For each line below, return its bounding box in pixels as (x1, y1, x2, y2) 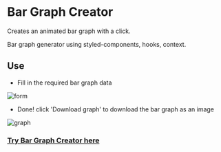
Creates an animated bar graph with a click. (7, 27, 131, 35)
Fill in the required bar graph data (17, 78, 112, 87)
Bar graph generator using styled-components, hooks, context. (7, 40, 187, 48)
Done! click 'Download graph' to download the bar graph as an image (17, 105, 215, 113)
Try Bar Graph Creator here (7, 135, 100, 145)
